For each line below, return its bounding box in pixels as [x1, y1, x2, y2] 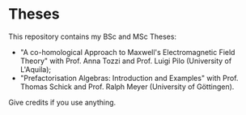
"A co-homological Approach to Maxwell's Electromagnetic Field [19, 47, 235, 57]
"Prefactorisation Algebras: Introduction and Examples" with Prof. [19, 73, 239, 83]
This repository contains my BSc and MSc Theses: [8, 32, 176, 41]
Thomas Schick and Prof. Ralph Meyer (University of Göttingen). [19, 82, 235, 92]
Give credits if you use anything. [8, 97, 117, 107]
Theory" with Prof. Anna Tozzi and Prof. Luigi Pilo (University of [19, 56, 232, 66]
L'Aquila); [19, 64, 52, 74]
